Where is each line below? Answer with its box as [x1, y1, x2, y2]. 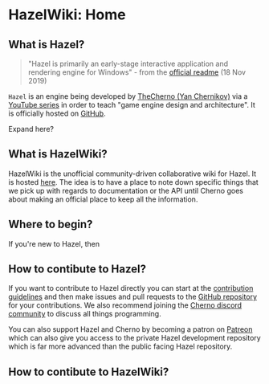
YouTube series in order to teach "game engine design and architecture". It [8, 100, 255, 109]
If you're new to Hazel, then [8, 239, 100, 248]
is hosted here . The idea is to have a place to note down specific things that [8, 177, 259, 186]
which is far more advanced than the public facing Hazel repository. [8, 341, 233, 351]
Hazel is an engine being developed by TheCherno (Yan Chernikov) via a [8, 92, 248, 101]
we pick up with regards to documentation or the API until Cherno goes [8, 186, 243, 195]
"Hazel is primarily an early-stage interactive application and [27, 59, 229, 68]
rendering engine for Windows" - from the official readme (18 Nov [27, 67, 247, 77]
